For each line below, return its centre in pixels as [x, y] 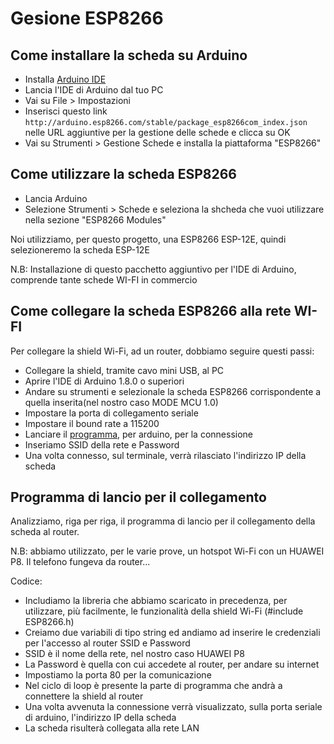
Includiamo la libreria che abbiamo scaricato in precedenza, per [156, 601]
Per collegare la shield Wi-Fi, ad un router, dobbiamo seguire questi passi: [162, 351]
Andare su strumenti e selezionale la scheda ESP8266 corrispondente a [173, 391]
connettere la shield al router [84, 696]
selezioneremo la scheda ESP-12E [80, 249]
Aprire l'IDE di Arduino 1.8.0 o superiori [104, 381]
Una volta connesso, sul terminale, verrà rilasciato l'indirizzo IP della [165, 455]
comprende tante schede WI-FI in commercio [104, 279]
